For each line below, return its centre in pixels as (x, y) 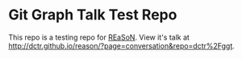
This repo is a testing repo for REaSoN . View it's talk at (99, 37)
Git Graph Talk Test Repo (93, 15)
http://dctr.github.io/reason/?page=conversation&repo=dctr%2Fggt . (122, 45)
